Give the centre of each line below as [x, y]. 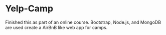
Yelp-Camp [29, 9]
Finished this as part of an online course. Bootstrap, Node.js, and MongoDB [83, 22]
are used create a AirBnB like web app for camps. [56, 27]
